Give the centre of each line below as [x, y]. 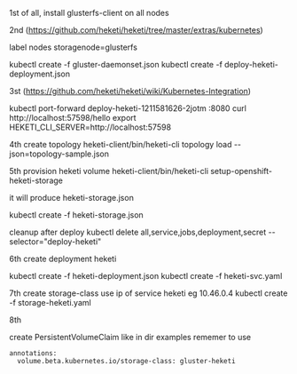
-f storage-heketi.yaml [50, 302]
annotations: [33, 354]
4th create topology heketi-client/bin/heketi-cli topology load [121, 144]
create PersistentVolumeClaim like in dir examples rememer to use [130, 337]
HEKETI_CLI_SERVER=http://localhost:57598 [90, 127]
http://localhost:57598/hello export [73, 118]
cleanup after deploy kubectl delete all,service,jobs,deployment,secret [138, 232]
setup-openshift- [241, 171]
